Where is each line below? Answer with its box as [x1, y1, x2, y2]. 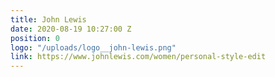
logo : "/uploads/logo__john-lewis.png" [10, 42, 177, 53]
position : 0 [10, 33, 60, 43]
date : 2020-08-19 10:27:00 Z [10, 24, 132, 34]
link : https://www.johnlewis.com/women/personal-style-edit [10, 52, 267, 62]
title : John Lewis [10, 14, 87, 25]
